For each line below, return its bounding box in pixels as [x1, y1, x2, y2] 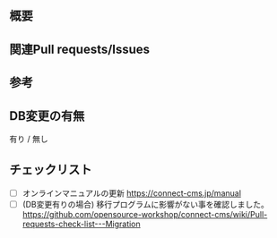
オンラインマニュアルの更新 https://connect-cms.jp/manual [22, 187, 242, 199]
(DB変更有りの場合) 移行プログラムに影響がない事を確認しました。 [22, 199, 269, 209]
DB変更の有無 [9, 108, 85, 123]
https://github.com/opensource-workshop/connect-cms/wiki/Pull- [22, 208, 268, 219]
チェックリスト [9, 162, 92, 177]
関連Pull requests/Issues [9, 41, 151, 56]
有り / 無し [9, 133, 48, 144]
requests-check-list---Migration [22, 218, 141, 229]
